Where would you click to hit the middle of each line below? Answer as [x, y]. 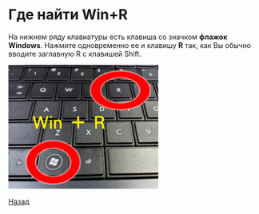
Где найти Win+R [68, 15]
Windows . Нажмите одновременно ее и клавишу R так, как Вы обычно [130, 45]
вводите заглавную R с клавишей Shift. [75, 53]
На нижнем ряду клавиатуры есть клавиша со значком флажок [118, 37]
